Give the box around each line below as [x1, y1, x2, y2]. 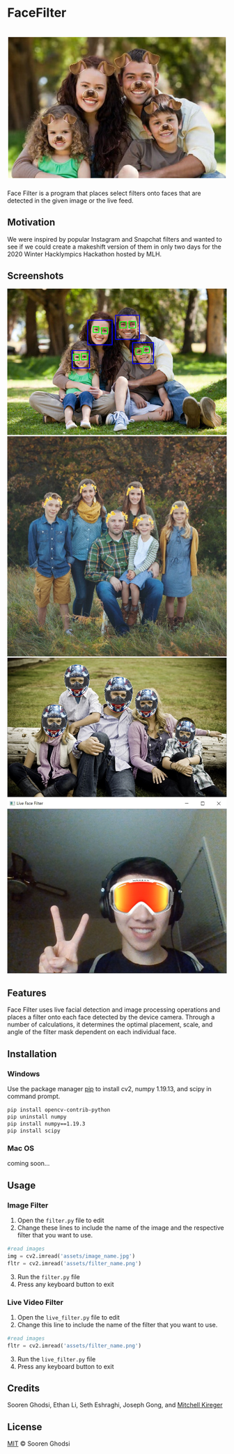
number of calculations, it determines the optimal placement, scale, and [7, 1020, 213, 1029]
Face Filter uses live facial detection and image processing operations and [7, 1006, 221, 1014]
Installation [7, 1048, 57, 1060]
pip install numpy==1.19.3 [7, 1120, 86, 1127]
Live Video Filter [7, 1297, 64, 1307]
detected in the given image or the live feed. [7, 196, 134, 205]
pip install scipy [7, 1127, 61, 1134]
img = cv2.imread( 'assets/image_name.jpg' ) [7, 1252, 136, 1260]
